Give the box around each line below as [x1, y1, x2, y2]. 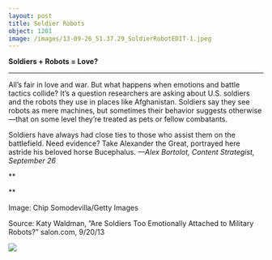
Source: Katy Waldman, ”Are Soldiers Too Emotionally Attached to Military [8, 219, 254, 228]
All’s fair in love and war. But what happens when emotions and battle [8, 80, 240, 90]
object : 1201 [8, 27, 53, 35]
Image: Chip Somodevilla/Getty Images [8, 203, 139, 213]
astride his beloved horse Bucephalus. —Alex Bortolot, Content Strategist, [8, 147, 255, 157]
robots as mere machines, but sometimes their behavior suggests [8, 106, 227, 116]
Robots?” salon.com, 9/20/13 [8, 228, 105, 237]
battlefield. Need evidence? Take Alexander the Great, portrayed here [8, 139, 240, 148]
